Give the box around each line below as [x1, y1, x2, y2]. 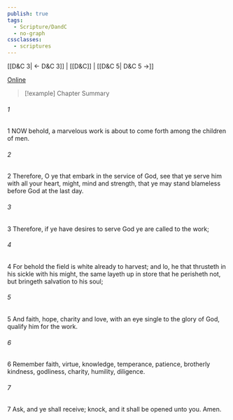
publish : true [7, 10, 49, 17]
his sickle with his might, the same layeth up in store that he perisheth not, [7, 269, 221, 278]
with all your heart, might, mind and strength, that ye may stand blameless [7, 179, 221, 188]
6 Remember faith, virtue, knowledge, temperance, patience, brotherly [7, 360, 211, 368]
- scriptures [13, 43, 52, 50]
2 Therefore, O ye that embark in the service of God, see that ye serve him [7, 172, 223, 181]
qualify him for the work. [7, 323, 78, 331]
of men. [7, 134, 30, 143]
